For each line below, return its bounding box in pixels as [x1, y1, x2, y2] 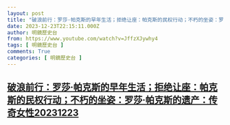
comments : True [7, 48, 51, 55]
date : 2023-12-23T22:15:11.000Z [7, 23, 100, 29]
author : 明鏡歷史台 [7, 29, 58, 36]
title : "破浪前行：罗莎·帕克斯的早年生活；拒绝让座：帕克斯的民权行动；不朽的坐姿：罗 [7, 16, 225, 23]
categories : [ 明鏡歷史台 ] [7, 55, 82, 61]
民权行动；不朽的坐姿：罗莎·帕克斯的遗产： [25, 94, 209, 106]
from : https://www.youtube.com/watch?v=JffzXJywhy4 [7, 36, 158, 42]
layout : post [7, 10, 45, 17]
